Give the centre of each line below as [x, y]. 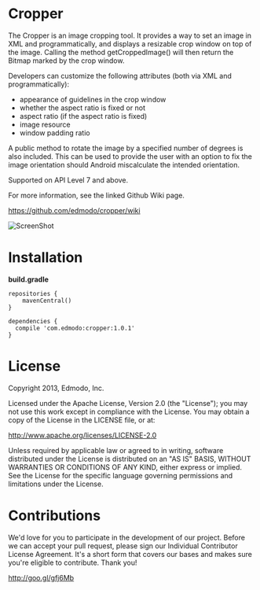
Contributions [54, 515]
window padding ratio [55, 133]
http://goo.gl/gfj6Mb [41, 577]
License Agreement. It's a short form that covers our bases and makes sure [130, 554]
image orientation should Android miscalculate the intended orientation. [124, 164]
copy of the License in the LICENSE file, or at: [82, 420]
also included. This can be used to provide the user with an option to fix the [130, 156]
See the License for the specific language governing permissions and [121, 475]
